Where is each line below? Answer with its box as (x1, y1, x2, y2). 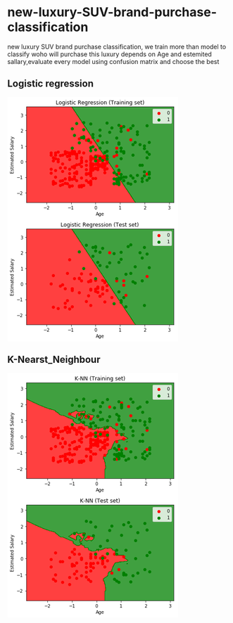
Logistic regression (7, 78, 94, 90)
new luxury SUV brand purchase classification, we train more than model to (7, 42, 227, 51)
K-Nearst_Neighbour (7, 354, 101, 366)
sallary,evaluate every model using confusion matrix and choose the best (7, 57, 220, 65)
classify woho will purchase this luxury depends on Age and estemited (7, 50, 213, 58)
